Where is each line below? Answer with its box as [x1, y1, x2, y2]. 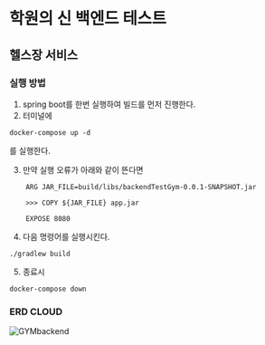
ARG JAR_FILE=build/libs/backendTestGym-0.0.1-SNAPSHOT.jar [25, 182, 257, 191]
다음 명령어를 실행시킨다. [22, 231, 110, 242]
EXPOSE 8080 [25, 214, 71, 223]
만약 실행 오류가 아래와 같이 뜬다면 [22, 164, 144, 175]
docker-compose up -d [9, 128, 91, 137]
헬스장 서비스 [9, 47, 79, 62]
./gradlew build [9, 249, 71, 258]
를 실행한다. [9, 145, 52, 156]
